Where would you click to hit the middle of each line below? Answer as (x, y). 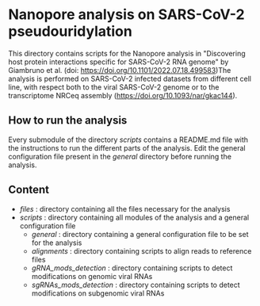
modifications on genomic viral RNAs (92, 276)
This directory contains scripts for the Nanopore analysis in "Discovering (127, 53)
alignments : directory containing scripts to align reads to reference (141, 251)
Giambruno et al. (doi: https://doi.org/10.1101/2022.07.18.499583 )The (120, 70)
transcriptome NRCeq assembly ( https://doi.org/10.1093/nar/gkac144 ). (123, 95)
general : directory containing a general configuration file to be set (140, 234)
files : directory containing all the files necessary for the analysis (125, 208)
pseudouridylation (70, 31)
